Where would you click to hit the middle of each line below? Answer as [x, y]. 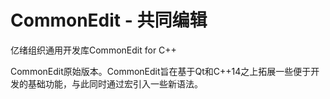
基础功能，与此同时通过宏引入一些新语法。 [115, 83]
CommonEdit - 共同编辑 [109, 20]
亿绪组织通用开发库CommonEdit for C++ [93, 50]
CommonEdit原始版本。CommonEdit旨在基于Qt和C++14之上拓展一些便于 [161, 71]
